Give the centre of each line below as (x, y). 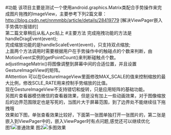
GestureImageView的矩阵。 (34, 70)
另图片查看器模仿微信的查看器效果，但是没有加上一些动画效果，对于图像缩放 (85, 96)
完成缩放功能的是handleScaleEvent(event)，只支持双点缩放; (68, 45)
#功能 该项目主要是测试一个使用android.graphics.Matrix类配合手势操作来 (81, 7)
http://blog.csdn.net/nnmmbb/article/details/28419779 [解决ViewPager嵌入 (84, 20)
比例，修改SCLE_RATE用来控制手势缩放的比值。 (60, 83)
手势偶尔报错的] (22, 26)
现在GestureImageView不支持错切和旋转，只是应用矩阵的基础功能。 (76, 89)
